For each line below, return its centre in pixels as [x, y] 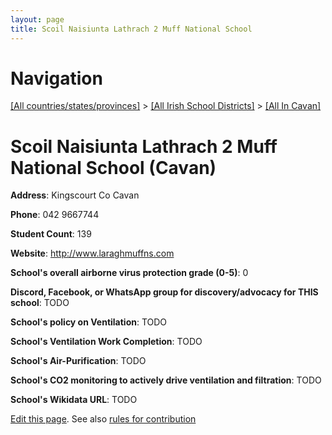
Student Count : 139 [51, 234]
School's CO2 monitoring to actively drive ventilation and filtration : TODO [166, 380]
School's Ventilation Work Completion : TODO [106, 342]
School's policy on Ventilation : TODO [89, 322]
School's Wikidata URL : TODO [74, 400]
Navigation [56, 78]
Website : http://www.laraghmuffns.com [92, 253]
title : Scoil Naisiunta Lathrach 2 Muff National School [131, 29]
